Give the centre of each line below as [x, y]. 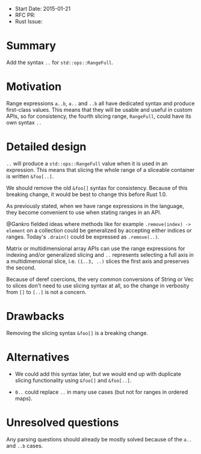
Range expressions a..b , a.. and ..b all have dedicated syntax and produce [100, 103]
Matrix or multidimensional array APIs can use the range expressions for [96, 248]
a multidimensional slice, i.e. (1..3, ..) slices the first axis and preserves [98, 261]
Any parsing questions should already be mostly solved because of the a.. [99, 439]
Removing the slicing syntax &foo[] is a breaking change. [77, 333]
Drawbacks [35, 316]
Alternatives [38, 357]
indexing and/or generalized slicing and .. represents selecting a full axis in [100, 254]
